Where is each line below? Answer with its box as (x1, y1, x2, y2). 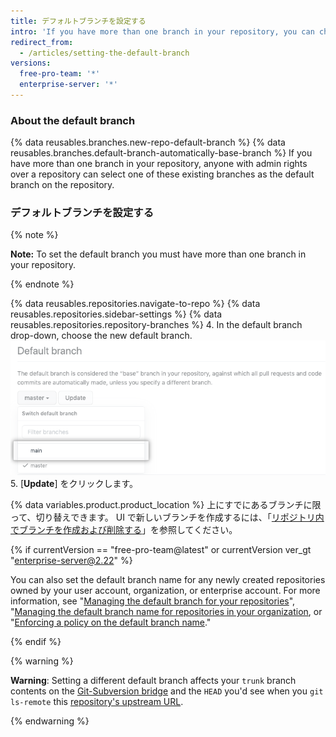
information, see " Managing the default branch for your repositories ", (10, 595, 296, 607)
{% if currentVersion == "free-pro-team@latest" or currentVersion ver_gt (10, 544, 312, 555)
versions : (10, 58, 52, 69)
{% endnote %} (10, 278, 75, 290)
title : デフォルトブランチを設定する (10, 16, 147, 26)
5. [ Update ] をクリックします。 (10, 478, 139, 489)
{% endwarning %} (10, 715, 90, 727)
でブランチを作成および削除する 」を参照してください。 (10, 524, 238, 535)
